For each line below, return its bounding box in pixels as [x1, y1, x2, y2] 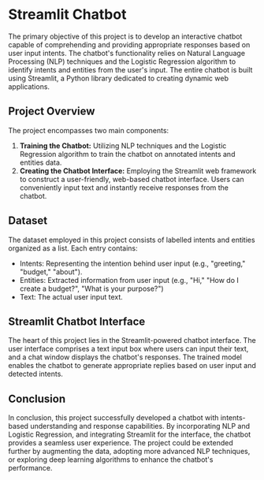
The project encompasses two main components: [8, 125, 169, 135]
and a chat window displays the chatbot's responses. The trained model [8, 352, 243, 362]
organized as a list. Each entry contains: [8, 243, 138, 253]
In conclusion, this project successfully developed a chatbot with [8, 413, 219, 422]
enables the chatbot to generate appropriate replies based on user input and [8, 361, 256, 370]
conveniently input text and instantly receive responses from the [19, 183, 229, 192]
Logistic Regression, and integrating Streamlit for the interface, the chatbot [8, 430, 251, 439]
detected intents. [8, 369, 63, 379]
